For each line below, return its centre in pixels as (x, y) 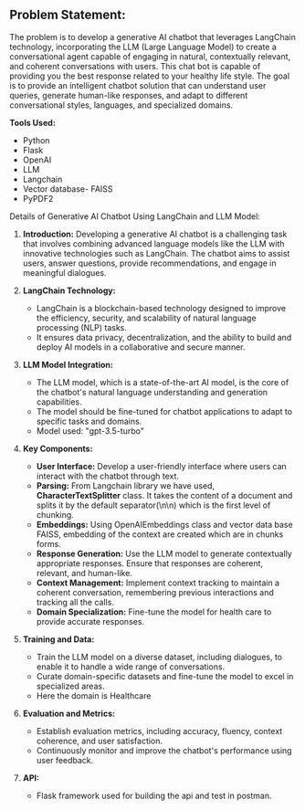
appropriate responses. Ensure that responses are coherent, (149, 563)
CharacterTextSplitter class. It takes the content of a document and (164, 495)
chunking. (55, 514)
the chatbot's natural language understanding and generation (152, 392)
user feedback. (65, 760)
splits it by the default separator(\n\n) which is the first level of (153, 505)
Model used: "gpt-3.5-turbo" (90, 431)
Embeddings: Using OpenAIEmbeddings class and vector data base (165, 524)
